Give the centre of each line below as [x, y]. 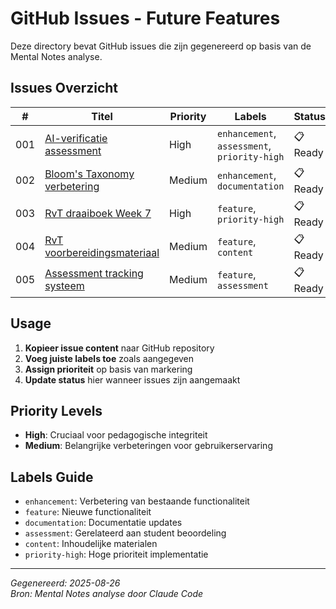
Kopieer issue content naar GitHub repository [119, 348]
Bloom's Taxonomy [89, 174]
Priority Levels [56, 410]
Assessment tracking [94, 274]
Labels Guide [52, 477]
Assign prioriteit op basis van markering [108, 369]
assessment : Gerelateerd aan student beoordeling [125, 533]
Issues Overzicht [64, 88]
